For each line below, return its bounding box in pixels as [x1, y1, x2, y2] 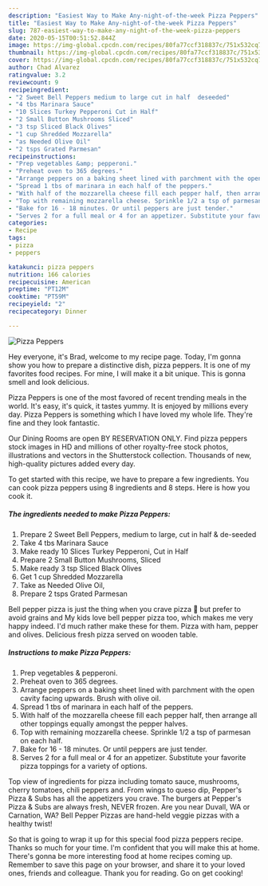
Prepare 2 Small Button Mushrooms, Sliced [19, 555, 161, 564]
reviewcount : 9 [8, 78, 59, 86]
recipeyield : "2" [8, 300, 66, 308]
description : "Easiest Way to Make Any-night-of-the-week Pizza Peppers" [8, 11, 259, 20]
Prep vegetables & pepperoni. [19, 668, 118, 677]
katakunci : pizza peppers [8, 263, 94, 271]
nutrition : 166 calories [8, 270, 91, 279]
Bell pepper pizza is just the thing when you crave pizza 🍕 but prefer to [8, 604, 242, 614]
